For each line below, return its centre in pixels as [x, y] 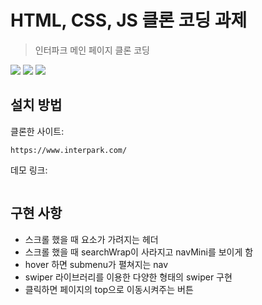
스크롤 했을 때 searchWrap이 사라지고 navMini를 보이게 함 [139, 252]
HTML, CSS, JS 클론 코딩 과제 [129, 20]
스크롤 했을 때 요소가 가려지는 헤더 [91, 239]
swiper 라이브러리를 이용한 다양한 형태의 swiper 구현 [128, 277]
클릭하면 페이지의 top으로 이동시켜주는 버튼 [109, 289]
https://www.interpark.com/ [69, 150]
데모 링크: [29, 170]
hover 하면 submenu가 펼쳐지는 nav [96, 264]
